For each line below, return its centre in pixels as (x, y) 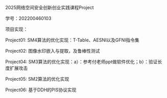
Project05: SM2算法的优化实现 (37, 79)
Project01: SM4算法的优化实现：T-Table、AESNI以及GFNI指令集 (72, 40)
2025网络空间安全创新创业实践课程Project (50, 7)
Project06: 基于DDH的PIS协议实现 (41, 90)
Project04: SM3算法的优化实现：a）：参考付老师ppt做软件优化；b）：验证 (81, 62)
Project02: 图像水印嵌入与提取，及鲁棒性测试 (53, 51)
